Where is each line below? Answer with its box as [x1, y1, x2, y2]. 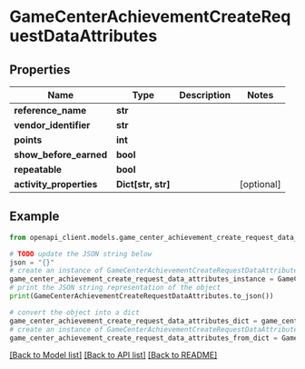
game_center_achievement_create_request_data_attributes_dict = [9, 316, 258, 325]
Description [179, 89, 231, 101]
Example [9, 209, 60, 224]
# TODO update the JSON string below [9, 249, 152, 258]
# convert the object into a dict [9, 307, 141, 317]
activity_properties [14, 178, 98, 190]
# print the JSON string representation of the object [9, 284, 221, 293]
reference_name [14, 105, 87, 116]
